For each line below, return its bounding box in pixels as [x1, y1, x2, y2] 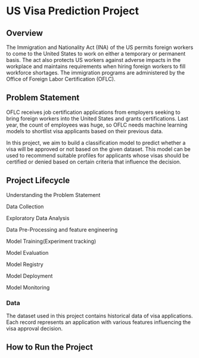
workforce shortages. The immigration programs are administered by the [6, 69, 185, 76]
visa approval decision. [6, 325, 63, 332]
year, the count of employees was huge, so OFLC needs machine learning [6, 121, 188, 128]
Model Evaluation [6, 249, 49, 256]
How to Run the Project [6, 342, 94, 353]
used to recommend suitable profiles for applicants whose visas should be [6, 152, 189, 159]
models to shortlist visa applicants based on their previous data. [6, 127, 163, 135]
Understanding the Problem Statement [6, 191, 101, 198]
